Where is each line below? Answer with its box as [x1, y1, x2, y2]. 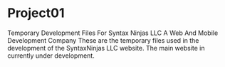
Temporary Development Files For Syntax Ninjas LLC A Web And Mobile [7, 29, 219, 37]
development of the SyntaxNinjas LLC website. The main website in [7, 43, 205, 52]
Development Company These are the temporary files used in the [7, 36, 199, 44]
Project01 [7, 5, 65, 21]
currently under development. [7, 51, 95, 60]
